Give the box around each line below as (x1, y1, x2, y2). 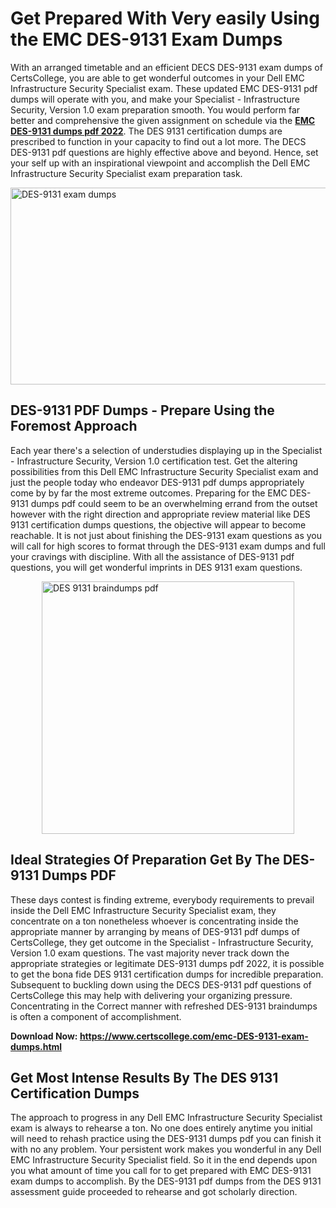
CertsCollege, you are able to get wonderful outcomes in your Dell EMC (10, 72, 305, 84)
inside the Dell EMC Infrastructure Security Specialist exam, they (10, 904, 277, 916)
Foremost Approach (10, 418, 138, 435)
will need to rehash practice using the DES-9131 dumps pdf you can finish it (10, 1133, 322, 1145)
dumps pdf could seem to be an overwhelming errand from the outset (30, 497, 318, 509)
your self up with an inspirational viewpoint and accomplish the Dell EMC (10, 157, 311, 169)
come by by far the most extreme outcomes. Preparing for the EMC (10, 487, 288, 499)
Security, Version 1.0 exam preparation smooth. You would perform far (10, 103, 301, 116)
